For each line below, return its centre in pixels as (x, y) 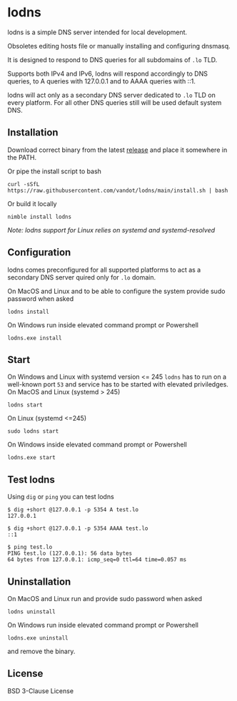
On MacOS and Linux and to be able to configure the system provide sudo (116, 291)
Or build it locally (32, 203)
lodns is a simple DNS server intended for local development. (97, 32)
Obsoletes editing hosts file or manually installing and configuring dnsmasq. (119, 46)
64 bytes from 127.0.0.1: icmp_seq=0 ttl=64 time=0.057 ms (97, 560)
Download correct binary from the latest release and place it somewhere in (117, 150)
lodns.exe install (35, 338)
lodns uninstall (31, 612)
